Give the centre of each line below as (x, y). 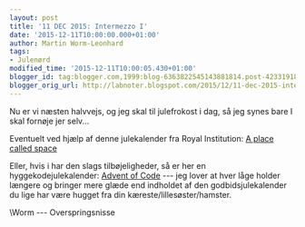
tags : (20, 52)
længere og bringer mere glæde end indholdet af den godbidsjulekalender (148, 185)
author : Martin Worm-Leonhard (67, 43)
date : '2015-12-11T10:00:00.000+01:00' (85, 35)
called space (33, 148)
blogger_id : (32, 77)
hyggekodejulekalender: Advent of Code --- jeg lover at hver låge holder (145, 175)
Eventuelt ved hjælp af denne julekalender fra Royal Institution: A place (142, 138)
